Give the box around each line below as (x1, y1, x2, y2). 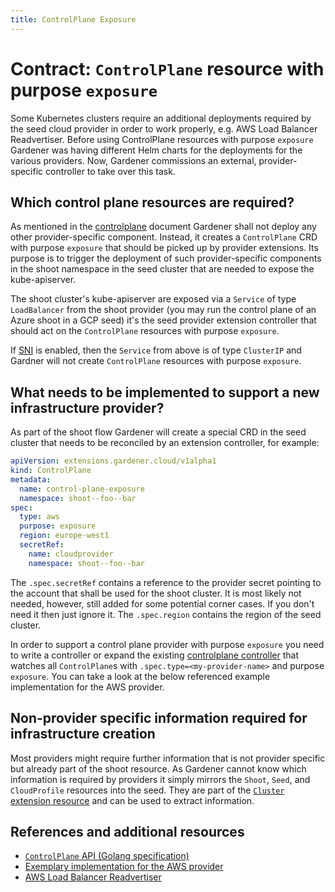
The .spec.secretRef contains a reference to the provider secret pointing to (10, 576, 322, 588)
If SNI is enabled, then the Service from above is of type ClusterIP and (10, 344, 302, 356)
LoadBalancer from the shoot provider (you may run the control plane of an (10, 304, 317, 316)
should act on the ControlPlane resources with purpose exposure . (10, 325, 280, 337)
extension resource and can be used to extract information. (10, 794, 255, 806)
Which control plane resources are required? (10, 194, 295, 211)
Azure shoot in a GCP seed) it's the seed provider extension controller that (10, 314, 317, 326)
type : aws (19, 512, 60, 522)
